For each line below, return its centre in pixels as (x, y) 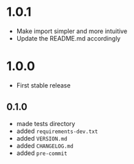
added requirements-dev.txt (57, 131)
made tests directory (46, 123)
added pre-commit (42, 153)
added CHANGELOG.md (45, 145)
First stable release (43, 85)
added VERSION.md (42, 138)
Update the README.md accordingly (68, 38)
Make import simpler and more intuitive (72, 31)
